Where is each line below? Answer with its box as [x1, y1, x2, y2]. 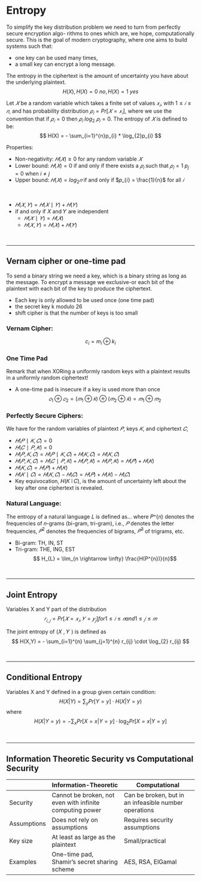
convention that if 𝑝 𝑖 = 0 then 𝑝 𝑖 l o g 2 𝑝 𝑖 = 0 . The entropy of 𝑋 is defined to [6, 115, 187, 123]
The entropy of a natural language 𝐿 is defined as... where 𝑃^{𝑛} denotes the [6, 513, 194, 520]
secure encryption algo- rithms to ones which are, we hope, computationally [6, 29, 194, 37]
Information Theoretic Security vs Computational [6, 753, 194, 764]
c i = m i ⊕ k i [85, 338, 116, 346]
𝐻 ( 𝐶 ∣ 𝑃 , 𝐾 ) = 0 [14, 444, 53, 451]
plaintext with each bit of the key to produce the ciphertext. [6, 285, 153, 292]
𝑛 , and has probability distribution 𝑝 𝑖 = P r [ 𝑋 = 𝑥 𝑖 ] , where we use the [6, 107, 172, 116]
